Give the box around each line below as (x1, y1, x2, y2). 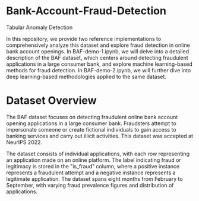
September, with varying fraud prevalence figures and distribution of (6, 181, 174, 189)
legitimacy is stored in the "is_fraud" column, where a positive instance (6, 162, 180, 170)
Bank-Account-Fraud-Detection (6, 4, 166, 18)
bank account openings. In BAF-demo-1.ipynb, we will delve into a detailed (6, 47, 189, 55)
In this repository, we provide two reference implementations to (6, 35, 162, 42)
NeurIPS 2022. (6, 138, 43, 146)
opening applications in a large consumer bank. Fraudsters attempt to (6, 120, 176, 127)
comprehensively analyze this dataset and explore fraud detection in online (6, 42, 190, 49)
